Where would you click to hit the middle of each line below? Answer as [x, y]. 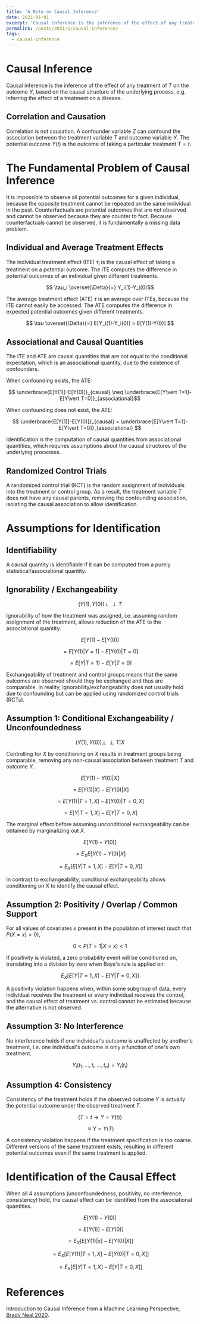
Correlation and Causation [56, 117]
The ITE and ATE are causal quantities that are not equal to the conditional [97, 356]
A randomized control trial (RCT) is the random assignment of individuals [96, 485]
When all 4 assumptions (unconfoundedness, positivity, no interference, [95, 1193]
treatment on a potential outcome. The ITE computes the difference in [92, 269]
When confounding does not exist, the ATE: [59, 410]
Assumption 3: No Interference [65, 1026]
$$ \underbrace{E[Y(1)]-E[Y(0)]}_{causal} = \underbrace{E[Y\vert [93, 421]
